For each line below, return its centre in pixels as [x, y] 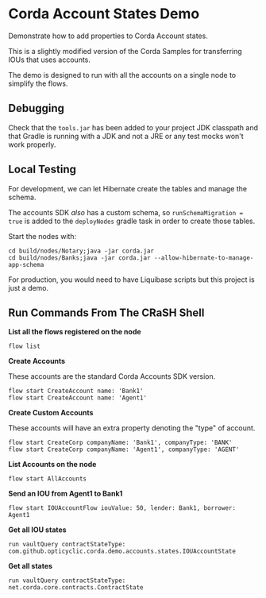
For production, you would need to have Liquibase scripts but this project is [132, 280]
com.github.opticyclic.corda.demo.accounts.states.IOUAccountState [122, 552]
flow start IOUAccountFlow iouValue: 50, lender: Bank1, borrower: [122, 508]
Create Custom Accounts [51, 413]
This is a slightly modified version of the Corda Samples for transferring [125, 51]
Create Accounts [37, 361]
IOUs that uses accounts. [50, 60]
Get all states [31, 566]
